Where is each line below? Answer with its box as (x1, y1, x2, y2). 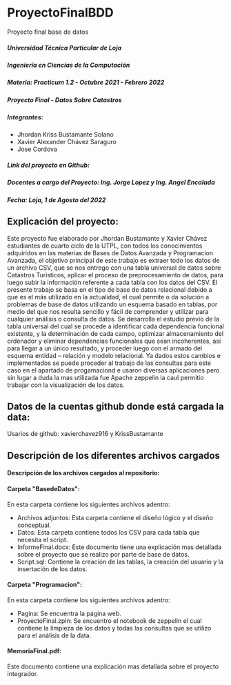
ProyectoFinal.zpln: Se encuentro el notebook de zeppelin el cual (17, 616, 202, 625)
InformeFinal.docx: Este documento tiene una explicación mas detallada (17, 543, 222, 551)
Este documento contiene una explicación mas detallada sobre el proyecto (7, 662, 219, 671)
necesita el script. (17, 535, 68, 544)
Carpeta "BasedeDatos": (7, 484, 81, 493)
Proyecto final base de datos (7, 28, 89, 36)
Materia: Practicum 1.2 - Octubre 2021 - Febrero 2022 (7, 78, 165, 87)
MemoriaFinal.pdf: (7, 647, 62, 655)
